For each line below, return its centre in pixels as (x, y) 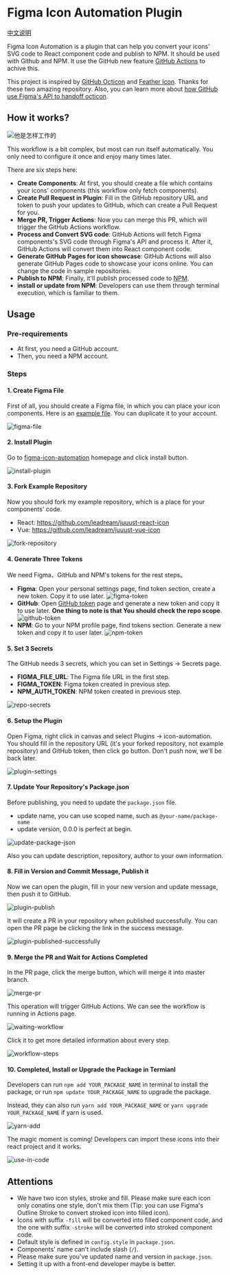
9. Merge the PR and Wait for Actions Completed (78, 957)
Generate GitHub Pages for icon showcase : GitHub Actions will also (114, 256)
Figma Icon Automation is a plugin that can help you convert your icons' (109, 46)
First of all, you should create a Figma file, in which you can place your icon (114, 406)
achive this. (23, 68)
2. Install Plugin (30, 442)
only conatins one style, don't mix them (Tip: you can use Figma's (110, 1206)
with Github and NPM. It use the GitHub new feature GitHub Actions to (106, 61)
